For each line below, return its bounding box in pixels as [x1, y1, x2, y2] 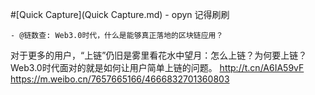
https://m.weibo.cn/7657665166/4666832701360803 [10, 73, 230, 85]
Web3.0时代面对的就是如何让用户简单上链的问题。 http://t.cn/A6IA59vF [10, 62, 305, 73]
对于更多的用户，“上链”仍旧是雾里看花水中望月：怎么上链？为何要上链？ [10, 49, 308, 61]
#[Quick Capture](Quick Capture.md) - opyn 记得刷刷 [10, 9, 230, 20]
